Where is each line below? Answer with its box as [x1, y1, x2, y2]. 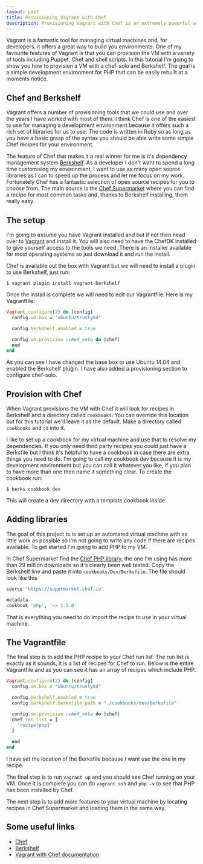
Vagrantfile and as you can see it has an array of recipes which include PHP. [6, 666, 196, 674]
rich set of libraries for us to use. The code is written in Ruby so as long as [6, 128, 192, 135]
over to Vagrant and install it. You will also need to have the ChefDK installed [6, 238, 196, 245]
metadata [6, 597, 28, 603]
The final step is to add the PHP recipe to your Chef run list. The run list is [6, 654, 189, 661]
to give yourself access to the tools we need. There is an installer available [6, 244, 192, 251]
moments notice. [6, 75, 48, 82]
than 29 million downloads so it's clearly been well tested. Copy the [6, 561, 175, 568]
